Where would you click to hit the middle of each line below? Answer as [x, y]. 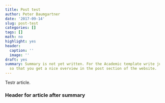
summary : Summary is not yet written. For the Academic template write [80, 64]
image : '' [19, 55]
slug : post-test [22, 23]
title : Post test [23, 10]
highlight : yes [21, 41]
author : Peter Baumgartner [33, 14]
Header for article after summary [45, 95]
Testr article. [18, 82]
